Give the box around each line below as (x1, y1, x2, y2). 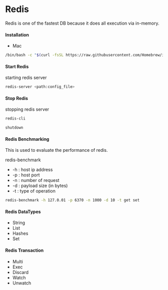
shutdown (5, 125, 23, 130)
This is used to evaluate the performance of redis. (5, 147, 108, 153)
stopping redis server (5, 107, 49, 113)
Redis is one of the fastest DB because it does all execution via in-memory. (5, 20, 159, 26)
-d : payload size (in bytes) (12, 182, 68, 189)
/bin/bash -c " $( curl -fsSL (5, 53, 64, 58)
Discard (12, 269, 29, 275)
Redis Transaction (5, 247, 44, 253)
